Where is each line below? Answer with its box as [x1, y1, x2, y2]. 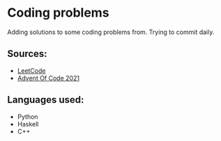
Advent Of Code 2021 [17, 74, 80, 82]
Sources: [7, 48, 47, 60]
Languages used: [7, 94, 84, 106]
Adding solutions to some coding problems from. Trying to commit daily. [7, 28, 215, 36]
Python [17, 113, 38, 121]
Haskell [17, 119, 39, 128]
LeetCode [17, 66, 46, 74]
